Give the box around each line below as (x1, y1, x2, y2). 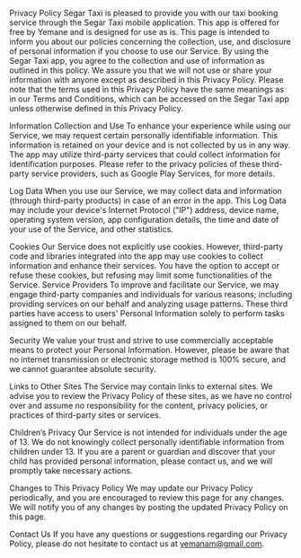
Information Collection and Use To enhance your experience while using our (9, 120, 291, 131)
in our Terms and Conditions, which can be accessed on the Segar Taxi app (9, 93, 290, 104)
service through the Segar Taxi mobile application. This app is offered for (9, 17, 280, 28)
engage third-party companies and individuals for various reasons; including (9, 289, 293, 299)
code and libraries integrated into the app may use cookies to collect (9, 251, 263, 261)
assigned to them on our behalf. (9, 318, 128, 328)
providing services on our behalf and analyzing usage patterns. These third (9, 298, 288, 309)
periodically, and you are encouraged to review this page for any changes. (9, 492, 285, 502)
